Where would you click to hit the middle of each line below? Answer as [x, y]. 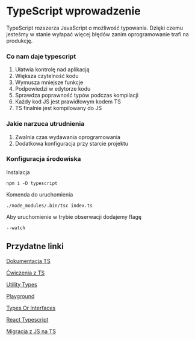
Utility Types [22, 284]
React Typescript [27, 319]
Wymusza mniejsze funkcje [49, 82]
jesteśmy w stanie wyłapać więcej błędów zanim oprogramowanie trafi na [98, 34]
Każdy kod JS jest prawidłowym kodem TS [68, 102]
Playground [20, 296]
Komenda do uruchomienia [40, 194]
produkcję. [20, 41]
